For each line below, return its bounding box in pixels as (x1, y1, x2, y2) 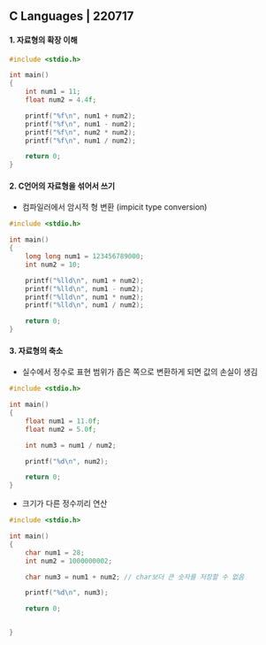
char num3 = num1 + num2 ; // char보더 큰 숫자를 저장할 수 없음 (25, 572, 245, 581)
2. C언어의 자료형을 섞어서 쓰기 (9, 180, 116, 191)
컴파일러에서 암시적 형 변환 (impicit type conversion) (21, 202, 208, 212)
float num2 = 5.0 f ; (25, 425, 97, 434)
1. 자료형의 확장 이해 (9, 35, 78, 45)
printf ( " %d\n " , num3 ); (25, 588, 109, 597)
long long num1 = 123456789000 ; (25, 252, 144, 261)
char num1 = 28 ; (25, 548, 86, 557)
